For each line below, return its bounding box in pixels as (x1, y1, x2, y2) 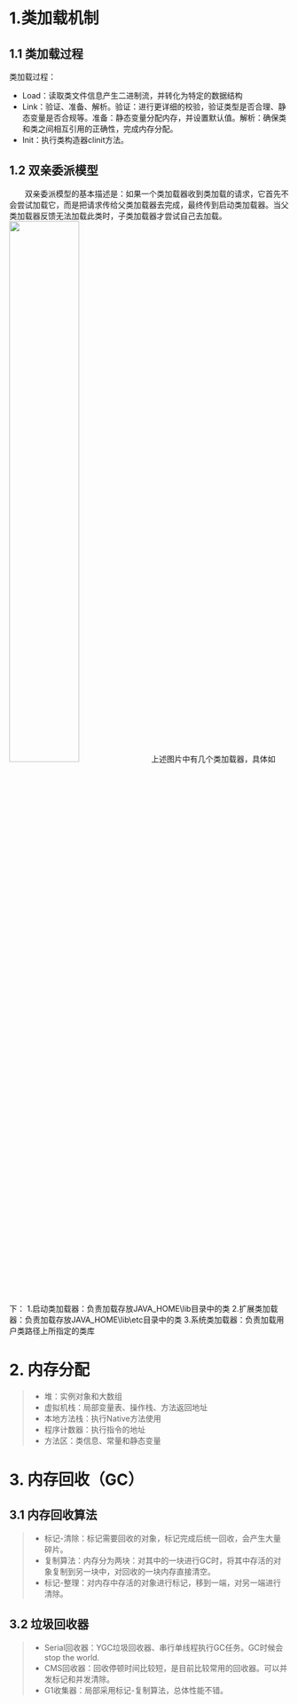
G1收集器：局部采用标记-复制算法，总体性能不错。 (43, 1684, 229, 1695)
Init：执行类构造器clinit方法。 (21, 135, 129, 145)
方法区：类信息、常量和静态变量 (43, 1435, 161, 1446)
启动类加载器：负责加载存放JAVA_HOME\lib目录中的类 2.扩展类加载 (32, 1303, 278, 1313)
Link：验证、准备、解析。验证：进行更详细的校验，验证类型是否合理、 (21, 101, 279, 112)
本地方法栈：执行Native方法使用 (43, 1413, 161, 1424)
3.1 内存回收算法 (9, 1508, 98, 1523)
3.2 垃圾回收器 (9, 1617, 90, 1632)
